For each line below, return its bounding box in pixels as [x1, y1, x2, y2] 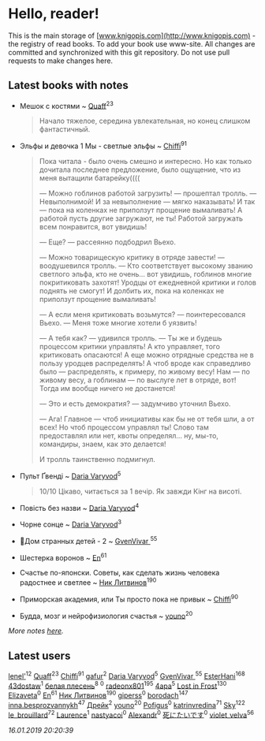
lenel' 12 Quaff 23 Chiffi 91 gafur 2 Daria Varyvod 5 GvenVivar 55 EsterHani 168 [8, 670, 246, 680]
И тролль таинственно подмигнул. [39, 455, 156, 464]
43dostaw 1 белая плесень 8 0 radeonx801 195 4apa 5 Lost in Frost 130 [8, 680, 227, 691]
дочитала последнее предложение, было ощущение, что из [39, 165, 241, 174]
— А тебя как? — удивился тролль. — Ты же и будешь [39, 333, 222, 343]
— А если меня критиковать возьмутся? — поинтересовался [39, 310, 246, 319]
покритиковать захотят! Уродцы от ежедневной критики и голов [39, 277, 257, 288]
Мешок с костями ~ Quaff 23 [19, 99, 114, 110]
